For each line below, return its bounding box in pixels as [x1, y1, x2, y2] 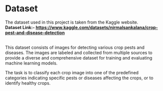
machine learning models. [5, 60, 58, 66]
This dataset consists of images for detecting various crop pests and [5, 44, 145, 50]
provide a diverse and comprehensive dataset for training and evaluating [5, 55, 153, 61]
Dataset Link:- [5, 24, 35, 30]
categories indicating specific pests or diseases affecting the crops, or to [5, 75, 154, 81]
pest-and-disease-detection [5, 30, 65, 35]
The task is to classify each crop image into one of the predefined [5, 69, 139, 75]
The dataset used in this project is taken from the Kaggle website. [5, 19, 139, 25]
